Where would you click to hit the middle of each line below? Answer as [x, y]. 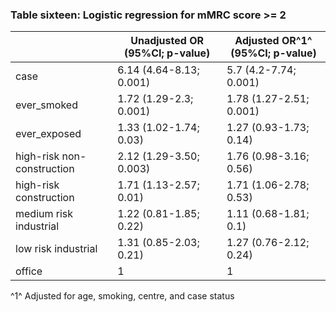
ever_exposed [48, 134]
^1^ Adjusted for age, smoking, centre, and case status [122, 296]
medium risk [44, 214]
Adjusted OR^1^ [273, 41]
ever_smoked [46, 105]
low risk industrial [56, 249]
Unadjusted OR [167, 41]
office [29, 271]
